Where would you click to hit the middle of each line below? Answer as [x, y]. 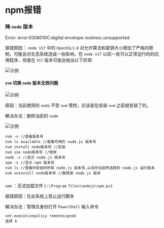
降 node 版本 [19, 27]
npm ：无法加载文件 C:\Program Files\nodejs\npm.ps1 [59, 186]
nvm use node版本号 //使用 [31, 152]
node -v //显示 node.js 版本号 [35, 157]
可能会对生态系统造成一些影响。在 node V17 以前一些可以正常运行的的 [84, 54]
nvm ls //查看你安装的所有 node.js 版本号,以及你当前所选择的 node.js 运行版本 [80, 168]
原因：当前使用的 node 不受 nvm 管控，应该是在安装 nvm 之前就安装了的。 [78, 105]
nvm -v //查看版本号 [24, 136]
